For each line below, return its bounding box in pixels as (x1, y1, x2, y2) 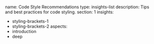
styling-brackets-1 (12, 19, 49, 24)
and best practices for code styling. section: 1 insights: (5, 9, 114, 15)
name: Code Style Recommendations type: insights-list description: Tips (5, 4, 149, 10)
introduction (12, 29, 36, 34)
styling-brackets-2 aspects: (12, 23, 68, 29)
